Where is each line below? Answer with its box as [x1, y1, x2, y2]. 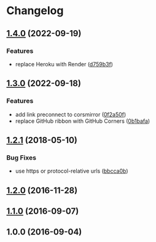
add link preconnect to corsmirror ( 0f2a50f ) [15, 111, 127, 118]
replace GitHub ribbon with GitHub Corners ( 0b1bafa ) [15, 117, 150, 125]
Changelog [6, 4, 64, 18]
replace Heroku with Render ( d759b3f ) [15, 60, 114, 68]
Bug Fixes [6, 153, 37, 162]
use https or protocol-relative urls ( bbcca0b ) [15, 167, 128, 175]
